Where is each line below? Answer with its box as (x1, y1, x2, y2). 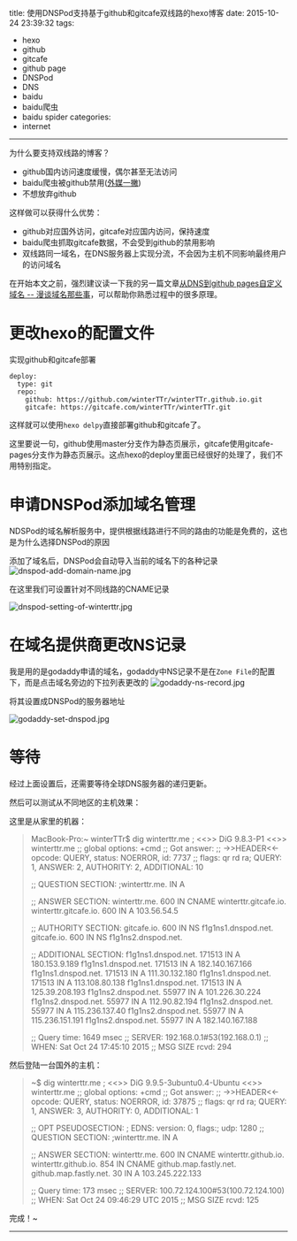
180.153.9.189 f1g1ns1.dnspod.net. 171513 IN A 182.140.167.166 (30, 958, 253, 969)
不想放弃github (21, 188, 77, 199)
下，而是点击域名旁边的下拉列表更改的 (9, 677, 148, 687)
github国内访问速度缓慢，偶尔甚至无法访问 (21, 166, 178, 177)
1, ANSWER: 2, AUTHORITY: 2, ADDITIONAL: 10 (30, 862, 204, 872)
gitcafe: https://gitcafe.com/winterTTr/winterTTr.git (25, 402, 232, 411)
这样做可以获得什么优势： (9, 207, 103, 218)
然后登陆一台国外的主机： (9, 1060, 103, 1070)
